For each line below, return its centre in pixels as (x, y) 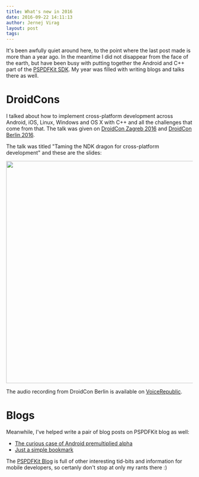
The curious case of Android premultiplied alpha (73, 443)
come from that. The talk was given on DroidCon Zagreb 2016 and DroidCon (99, 129)
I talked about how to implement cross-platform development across (90, 116)
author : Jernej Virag (33, 23)
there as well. (23, 76)
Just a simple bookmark (44, 450)
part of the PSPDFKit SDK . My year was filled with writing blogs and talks (95, 69)
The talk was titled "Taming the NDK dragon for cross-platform (83, 146)
